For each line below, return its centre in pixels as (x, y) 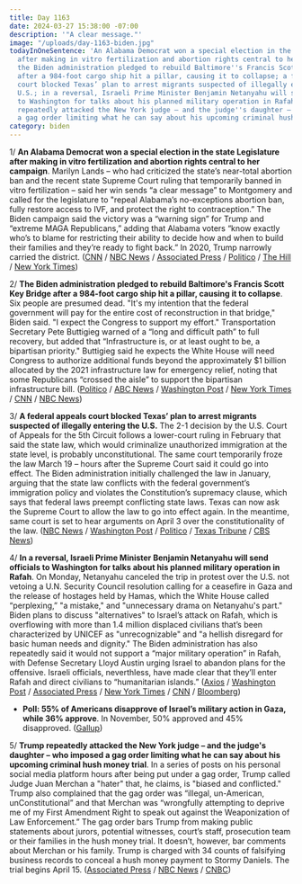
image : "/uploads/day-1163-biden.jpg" (82, 43)
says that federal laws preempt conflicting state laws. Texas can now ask (145, 502)
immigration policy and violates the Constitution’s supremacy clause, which (148, 492)
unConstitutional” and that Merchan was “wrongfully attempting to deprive (147, 803)
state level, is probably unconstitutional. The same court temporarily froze (146, 454)
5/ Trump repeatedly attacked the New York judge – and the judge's (138, 746)
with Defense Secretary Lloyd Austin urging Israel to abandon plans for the (147, 663)
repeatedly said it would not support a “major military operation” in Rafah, (145, 653)
